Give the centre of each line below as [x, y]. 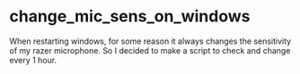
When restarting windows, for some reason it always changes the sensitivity [150, 41]
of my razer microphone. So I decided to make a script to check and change [150, 50]
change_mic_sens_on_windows [130, 16]
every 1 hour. [33, 60]
